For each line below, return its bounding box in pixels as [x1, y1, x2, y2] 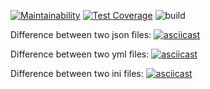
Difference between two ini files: [10, 68, 144, 79]
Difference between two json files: [10, 29, 152, 40]
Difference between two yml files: [10, 48, 150, 60]
